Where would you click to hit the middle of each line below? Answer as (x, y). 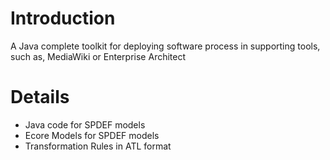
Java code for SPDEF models (85, 124)
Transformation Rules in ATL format (98, 146)
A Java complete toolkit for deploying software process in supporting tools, (165, 46)
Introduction (63, 18)
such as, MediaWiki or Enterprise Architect (98, 56)
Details (40, 97)
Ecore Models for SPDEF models (92, 135)
